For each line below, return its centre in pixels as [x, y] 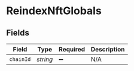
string [45, 59]
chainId [20, 59]
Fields [18, 33]
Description [108, 49]
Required [72, 49]
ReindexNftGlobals [54, 11]
